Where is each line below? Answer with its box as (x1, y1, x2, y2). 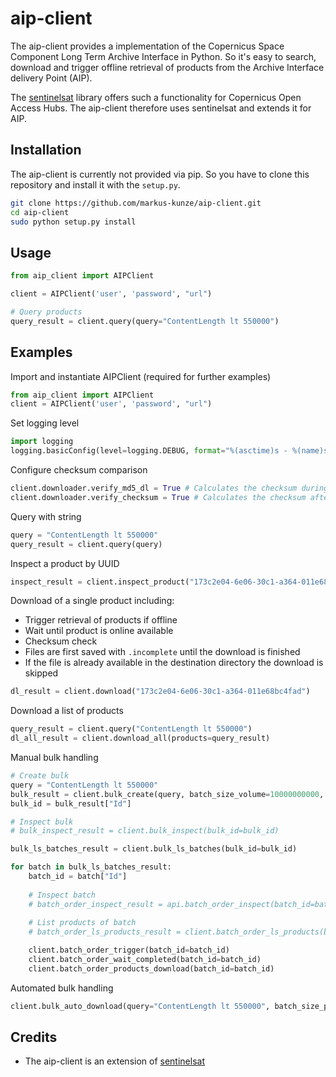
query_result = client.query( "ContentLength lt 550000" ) (10, 724, 253, 734)
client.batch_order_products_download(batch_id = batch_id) (28, 963, 275, 974)
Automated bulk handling (10, 982, 114, 994)
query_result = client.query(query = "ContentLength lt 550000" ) (10, 316, 280, 326)
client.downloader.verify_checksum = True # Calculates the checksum (10, 492, 307, 502)
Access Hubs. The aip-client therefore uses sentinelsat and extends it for (10, 102, 312, 114)
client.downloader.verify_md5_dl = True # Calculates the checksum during (10, 483, 329, 493)
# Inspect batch (28, 890, 97, 900)
